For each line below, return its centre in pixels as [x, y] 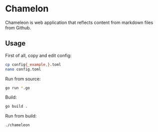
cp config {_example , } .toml [33, 65]
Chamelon [27, 9]
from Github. [18, 27]
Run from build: [21, 116]
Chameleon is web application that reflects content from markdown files [79, 22]
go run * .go [17, 88]
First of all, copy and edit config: [38, 55]
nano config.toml [23, 69]
